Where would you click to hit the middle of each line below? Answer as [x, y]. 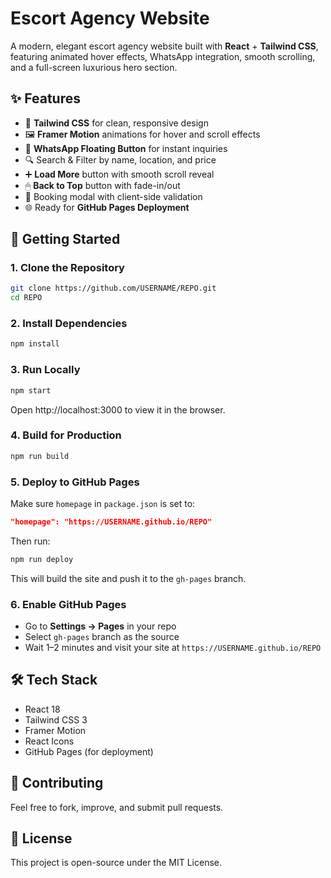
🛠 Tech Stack [54, 680]
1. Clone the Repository [67, 268]
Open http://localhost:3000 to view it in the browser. [118, 409]
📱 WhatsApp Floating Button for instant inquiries [126, 148]
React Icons [49, 741]
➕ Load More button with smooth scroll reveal [119, 174]
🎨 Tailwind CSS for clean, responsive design [116, 123]
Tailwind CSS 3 [56, 719]
